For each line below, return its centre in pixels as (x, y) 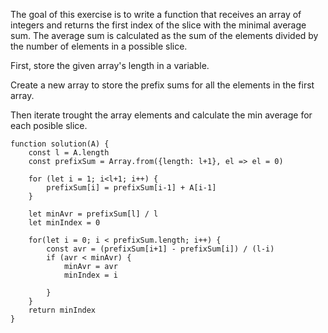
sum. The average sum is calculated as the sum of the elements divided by (164, 35)
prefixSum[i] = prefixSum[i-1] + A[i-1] (131, 188)
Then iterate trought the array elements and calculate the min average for (161, 115)
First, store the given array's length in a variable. (110, 65)
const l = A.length (69, 153)
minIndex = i (90, 275)
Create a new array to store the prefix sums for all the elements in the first (162, 85)
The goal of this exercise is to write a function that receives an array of (156, 14)
